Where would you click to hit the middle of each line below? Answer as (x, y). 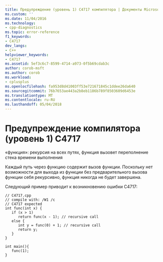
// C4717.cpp (18, 195)
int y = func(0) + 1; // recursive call (59, 225)
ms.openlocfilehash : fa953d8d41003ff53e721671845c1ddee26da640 (70, 86)
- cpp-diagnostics (24, 28)
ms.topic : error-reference (32, 32)
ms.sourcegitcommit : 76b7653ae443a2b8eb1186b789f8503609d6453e (70, 91)
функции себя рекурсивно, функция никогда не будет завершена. (73, 177)
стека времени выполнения (34, 157)
